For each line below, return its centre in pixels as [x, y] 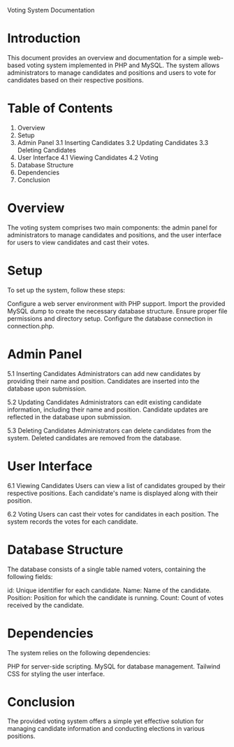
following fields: [30, 576]
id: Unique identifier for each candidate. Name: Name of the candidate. [109, 590]
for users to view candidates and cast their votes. [78, 242]
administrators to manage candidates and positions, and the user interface [115, 235]
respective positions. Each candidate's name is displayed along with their [113, 493]
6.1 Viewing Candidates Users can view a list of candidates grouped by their [116, 485]
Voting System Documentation [51, 10]
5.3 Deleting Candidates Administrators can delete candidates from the [109, 431]
